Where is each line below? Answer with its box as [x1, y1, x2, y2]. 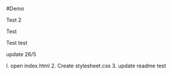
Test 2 [6, 17, 22, 23]
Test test [6, 40, 28, 46]
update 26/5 [6, 51, 37, 58]
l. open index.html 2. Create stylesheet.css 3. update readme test [6, 62, 167, 69]
